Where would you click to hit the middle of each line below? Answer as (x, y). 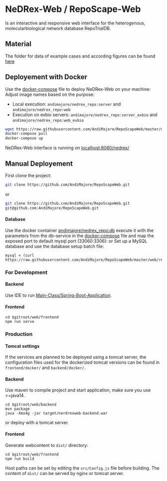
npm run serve (20, 322)
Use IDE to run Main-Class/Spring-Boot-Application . (58, 295)
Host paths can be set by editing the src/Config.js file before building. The (83, 468)
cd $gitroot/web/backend (31, 405)
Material (18, 44)
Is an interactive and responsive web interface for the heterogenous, (75, 23)
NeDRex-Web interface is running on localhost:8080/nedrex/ (67, 148)
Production (19, 334)
